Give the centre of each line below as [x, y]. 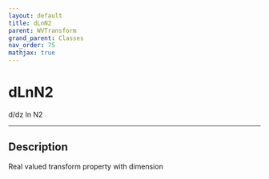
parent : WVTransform [43, 30]
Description [38, 147]
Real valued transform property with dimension [86, 166]
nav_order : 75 [32, 46]
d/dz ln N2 [26, 114]
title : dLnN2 [30, 23]
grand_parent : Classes [46, 38]
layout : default [35, 16]
